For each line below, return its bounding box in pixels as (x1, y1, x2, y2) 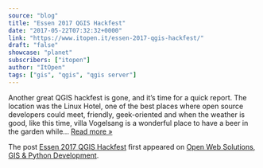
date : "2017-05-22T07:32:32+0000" (8, 26, 123, 34)
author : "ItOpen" (8, 64, 66, 72)
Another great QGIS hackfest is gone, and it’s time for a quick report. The (8, 92, 248, 102)
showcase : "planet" (8, 49, 73, 57)
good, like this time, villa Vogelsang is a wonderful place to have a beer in (8, 118, 249, 127)
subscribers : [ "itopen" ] (8, 57, 91, 64)
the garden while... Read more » (8, 127, 113, 136)
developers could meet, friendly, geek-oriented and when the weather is (8, 109, 245, 119)
